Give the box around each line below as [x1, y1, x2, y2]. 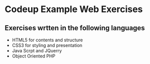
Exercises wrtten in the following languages [5, 24, 145, 32]
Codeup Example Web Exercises [5, 4, 143, 15]
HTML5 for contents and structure [12, 37, 83, 43]
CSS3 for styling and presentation [12, 42, 83, 48]
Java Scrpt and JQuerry [12, 48, 62, 53]
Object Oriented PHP [12, 53, 56, 59]
